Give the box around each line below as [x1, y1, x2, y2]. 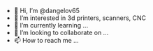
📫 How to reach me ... [13, 37, 79, 44]
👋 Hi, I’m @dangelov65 [13, 7, 80, 14]
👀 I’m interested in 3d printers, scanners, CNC [13, 14, 147, 22]
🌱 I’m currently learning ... [13, 21, 89, 29]
